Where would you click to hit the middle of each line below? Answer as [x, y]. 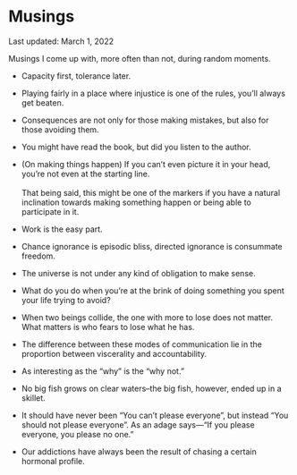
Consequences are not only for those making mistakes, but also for [145, 120]
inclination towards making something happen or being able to [136, 202]
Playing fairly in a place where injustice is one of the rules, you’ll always [153, 93]
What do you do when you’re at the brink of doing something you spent [153, 290]
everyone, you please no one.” [77, 434]
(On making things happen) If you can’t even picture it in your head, [146, 164]
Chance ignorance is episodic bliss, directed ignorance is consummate [152, 246]
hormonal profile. [53, 461]
